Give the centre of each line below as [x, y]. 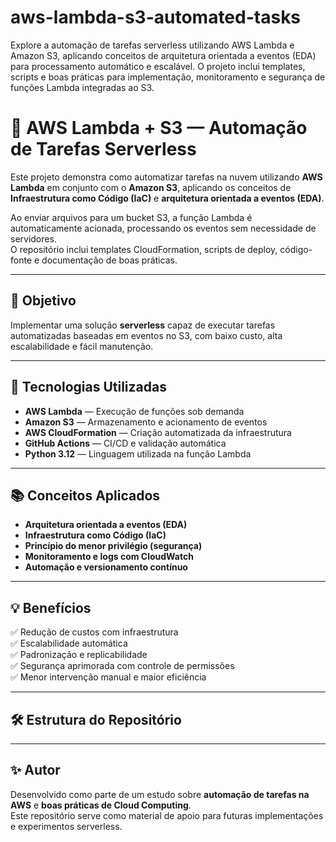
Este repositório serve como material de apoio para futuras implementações [167, 815]
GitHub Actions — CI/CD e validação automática [125, 443]
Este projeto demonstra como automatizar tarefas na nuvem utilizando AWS [166, 177]
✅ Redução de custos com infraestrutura [94, 632]
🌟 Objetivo [43, 301]
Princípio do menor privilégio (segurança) [113, 546]
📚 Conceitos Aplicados [85, 495]
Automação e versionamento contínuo [106, 567]
